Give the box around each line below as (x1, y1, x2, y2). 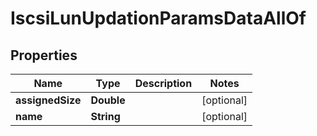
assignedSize (15, 93, 82, 107)
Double (90, 93, 126, 107)
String (90, 110, 121, 123)
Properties (10, 47, 78, 64)
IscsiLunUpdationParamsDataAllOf (10, 7, 307, 30)
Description (134, 77, 193, 90)
